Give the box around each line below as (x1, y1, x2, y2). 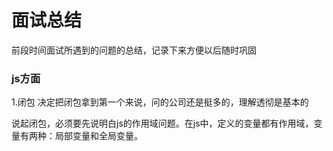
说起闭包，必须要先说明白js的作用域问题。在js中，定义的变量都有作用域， (11, 117, 314, 130)
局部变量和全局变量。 (54, 130, 143, 142)
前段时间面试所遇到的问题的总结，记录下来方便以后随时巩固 (11, 44, 257, 56)
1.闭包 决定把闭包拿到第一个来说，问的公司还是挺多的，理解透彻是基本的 (11, 96, 309, 108)
